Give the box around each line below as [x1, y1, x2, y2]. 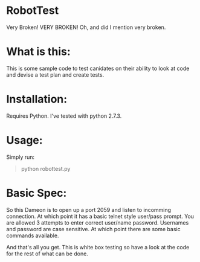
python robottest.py [21, 165, 71, 172]
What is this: [6, 45, 71, 59]
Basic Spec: [6, 186, 67, 200]
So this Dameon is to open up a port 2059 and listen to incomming [6, 206, 171, 213]
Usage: [6, 133, 44, 147]
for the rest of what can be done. [6, 250, 89, 257]
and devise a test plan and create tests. [6, 71, 105, 78]
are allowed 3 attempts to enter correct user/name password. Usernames [6, 219, 189, 226]
